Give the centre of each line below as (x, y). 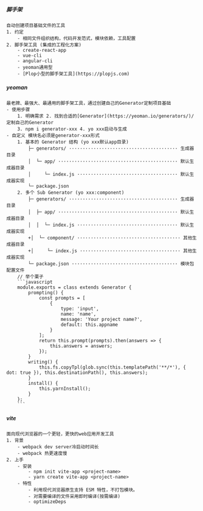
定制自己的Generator (30, 122)
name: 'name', (78, 314)
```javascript (35, 282)
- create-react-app (42, 50)
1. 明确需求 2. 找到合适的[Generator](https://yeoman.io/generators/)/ (106, 116)
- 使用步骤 (18, 110)
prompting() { (46, 292)
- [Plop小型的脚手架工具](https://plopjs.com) (74, 74)
